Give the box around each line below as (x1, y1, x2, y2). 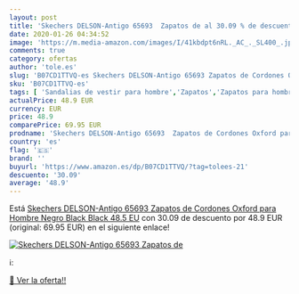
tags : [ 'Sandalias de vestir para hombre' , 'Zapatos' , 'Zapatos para (9, 87, 269, 96)
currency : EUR (9, 104, 62, 113)
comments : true (9, 46, 66, 55)
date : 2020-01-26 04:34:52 (9, 29, 109, 38)
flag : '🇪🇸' (9, 145, 53, 154)
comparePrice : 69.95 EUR (9, 121, 101, 130)
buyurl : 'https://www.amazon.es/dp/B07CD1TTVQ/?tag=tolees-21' (9, 162, 249, 171)
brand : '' (9, 153, 46, 163)
